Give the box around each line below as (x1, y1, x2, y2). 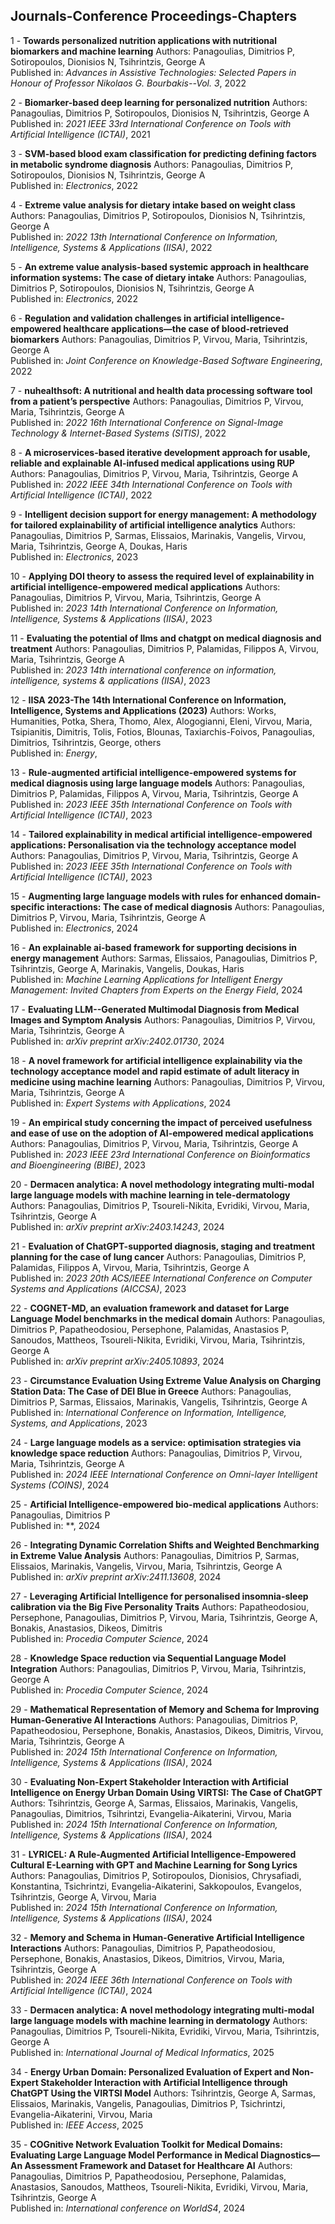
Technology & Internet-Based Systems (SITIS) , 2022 (10, 427, 227, 439)
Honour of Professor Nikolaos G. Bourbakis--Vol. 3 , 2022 (10, 77, 247, 89)
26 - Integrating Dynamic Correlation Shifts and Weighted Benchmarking (10, 1539, 320, 1551)
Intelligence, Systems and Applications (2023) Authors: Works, (10, 704, 277, 716)
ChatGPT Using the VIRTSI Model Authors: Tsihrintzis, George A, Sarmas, (10, 2087, 316, 2099)
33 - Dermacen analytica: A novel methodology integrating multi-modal (10, 2004, 315, 2016)
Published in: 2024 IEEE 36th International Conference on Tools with (10, 1974, 293, 1986)
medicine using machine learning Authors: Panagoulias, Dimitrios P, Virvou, (10, 1075, 326, 1088)
